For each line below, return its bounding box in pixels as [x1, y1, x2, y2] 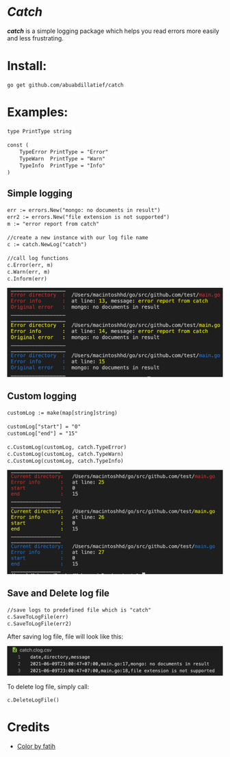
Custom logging [7, 390, 77, 402]
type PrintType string [7, 128, 72, 134]
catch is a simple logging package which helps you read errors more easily [7, 27, 220, 35]
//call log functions [7, 254, 69, 261]
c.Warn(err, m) [7, 268, 51, 275]
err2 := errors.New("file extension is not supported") [7, 213, 170, 220]
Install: [7, 58, 47, 74]
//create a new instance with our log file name [7, 234, 149, 241]
